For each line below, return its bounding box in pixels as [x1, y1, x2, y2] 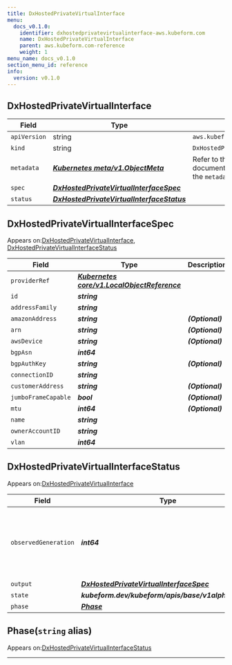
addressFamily [10, 303, 57, 311]
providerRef [10, 277, 50, 284]
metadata [10, 164, 39, 172]
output [10, 580, 32, 588]
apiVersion [10, 133, 46, 141]
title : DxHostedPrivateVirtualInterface [7, 10, 126, 17]
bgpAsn [10, 348, 32, 356]
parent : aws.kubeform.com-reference [19, 42, 126, 49]
